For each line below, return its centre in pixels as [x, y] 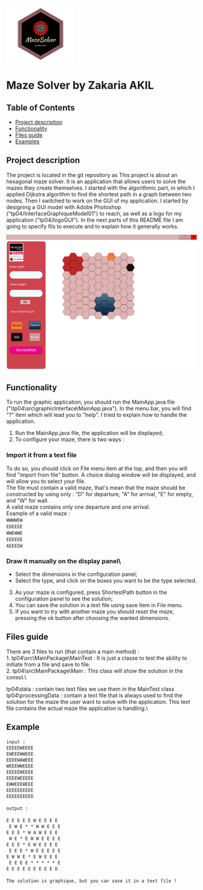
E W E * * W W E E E [35, 827]
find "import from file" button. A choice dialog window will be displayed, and [101, 475]
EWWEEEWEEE [20, 784]
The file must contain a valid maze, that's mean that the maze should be [96, 488]
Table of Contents [41, 108]
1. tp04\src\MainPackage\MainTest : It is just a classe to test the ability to [97, 658]
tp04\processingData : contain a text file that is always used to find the [95, 695]
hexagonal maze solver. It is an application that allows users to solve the [96, 181]
